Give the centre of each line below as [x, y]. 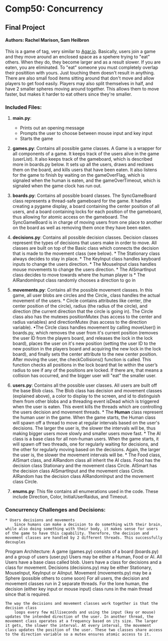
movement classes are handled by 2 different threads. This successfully [84, 538]
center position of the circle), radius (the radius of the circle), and [80, 306]
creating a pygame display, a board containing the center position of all [86, 206]
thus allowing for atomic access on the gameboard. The [70, 217]
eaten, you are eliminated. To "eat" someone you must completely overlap [82, 67]
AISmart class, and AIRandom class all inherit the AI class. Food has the [86, 460]
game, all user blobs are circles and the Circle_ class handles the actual [86, 296]
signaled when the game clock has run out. [57, 186]
